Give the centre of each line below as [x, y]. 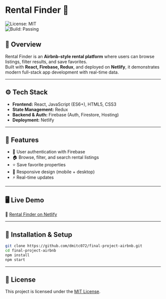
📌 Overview [23, 45]
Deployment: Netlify [33, 120]
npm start [15, 260]
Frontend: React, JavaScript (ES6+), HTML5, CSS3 [64, 104]
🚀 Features [22, 140]
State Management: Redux [40, 109]
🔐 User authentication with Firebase [49, 152]
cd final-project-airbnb [31, 250]
